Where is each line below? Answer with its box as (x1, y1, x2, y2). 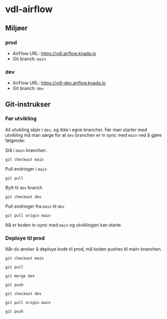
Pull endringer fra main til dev (5, 203, 65, 209)
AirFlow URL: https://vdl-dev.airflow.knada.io (12, 80, 106, 86)
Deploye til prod (5, 234, 45, 242)
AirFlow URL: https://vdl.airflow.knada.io (12, 50, 97, 56)
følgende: (5, 137, 25, 143)
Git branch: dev (12, 85, 44, 92)
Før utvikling (5, 115, 37, 122)
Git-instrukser (5, 100, 51, 108)
